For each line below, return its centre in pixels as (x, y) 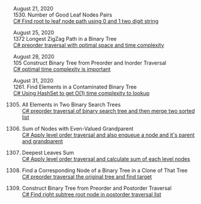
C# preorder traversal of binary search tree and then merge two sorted (108, 111)
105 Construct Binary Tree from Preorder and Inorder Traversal (90, 63)
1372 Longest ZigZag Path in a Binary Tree (65, 39)
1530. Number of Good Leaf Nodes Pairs (63, 15)
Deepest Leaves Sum (48, 153)
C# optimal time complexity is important (62, 69)
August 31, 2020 (33, 80)
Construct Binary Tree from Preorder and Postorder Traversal (97, 188)
